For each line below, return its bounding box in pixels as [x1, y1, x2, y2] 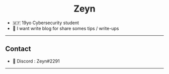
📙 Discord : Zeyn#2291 [12, 58, 60, 64]
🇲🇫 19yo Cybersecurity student [12, 20, 79, 26]
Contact [5, 45, 31, 53]
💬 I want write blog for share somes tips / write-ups [12, 25, 119, 31]
